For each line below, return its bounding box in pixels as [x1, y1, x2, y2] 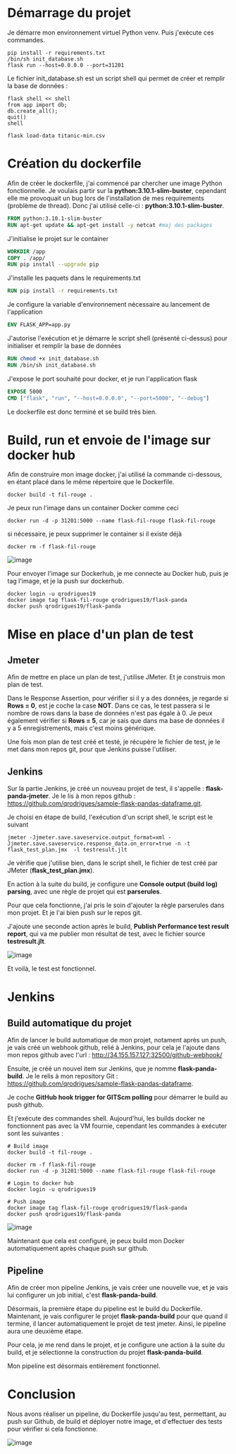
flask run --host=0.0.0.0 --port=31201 [7, 61, 125, 68]
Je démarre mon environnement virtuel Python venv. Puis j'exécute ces [7, 28, 214, 37]
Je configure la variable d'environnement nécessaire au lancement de [7, 300, 210, 309]
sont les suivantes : [7, 1129, 63, 1138]
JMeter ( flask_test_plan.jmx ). [7, 866, 95, 875]
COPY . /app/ [7, 254, 46, 261]
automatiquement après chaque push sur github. [7, 1244, 149, 1252]
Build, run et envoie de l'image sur [7, 432, 211, 448]
